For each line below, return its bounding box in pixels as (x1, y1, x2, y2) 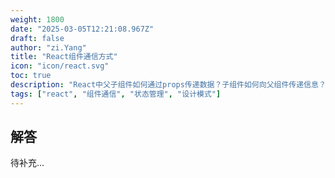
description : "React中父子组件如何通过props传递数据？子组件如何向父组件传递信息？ (10, 80, 327, 90)
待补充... (10, 157, 45, 169)
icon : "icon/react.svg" (10, 61, 110, 71)
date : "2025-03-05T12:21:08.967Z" (10, 24, 155, 34)
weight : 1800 (10, 14, 65, 25)
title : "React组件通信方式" (10, 52, 118, 62)
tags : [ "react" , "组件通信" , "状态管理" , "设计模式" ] (10, 89, 222, 99)
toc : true (10, 71, 52, 81)
